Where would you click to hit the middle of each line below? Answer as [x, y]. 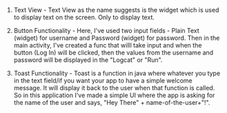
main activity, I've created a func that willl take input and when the [108, 45]
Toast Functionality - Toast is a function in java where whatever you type [117, 73]
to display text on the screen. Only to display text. [84, 17]
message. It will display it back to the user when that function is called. [114, 88]
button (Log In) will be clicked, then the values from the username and [113, 52]
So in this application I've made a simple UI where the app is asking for [114, 95]
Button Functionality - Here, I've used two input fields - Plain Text [107, 31]
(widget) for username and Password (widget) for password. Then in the [117, 38]
